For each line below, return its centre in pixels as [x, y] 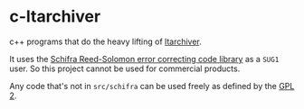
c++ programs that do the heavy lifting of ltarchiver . [105, 41]
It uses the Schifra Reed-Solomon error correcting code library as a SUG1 [144, 59]
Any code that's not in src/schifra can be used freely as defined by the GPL [152, 86]
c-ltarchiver [55, 17]
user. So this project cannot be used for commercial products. [125, 68]
